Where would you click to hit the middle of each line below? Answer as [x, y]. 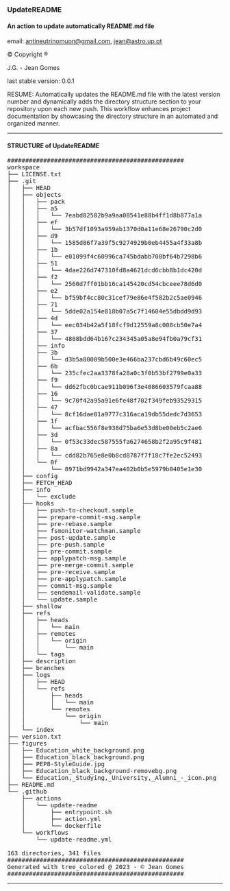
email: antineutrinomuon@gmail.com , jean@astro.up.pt [85, 41]
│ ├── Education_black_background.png [76, 757]
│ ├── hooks [31, 503]
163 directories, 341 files [54, 853]
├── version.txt [34, 737]
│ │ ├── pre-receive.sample [61, 572]
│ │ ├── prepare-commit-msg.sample [74, 517]
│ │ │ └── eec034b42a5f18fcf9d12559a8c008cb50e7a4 [105, 325]
